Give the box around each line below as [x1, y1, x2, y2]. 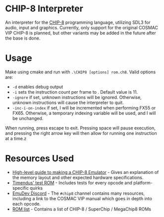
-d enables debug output [12, 84, 63, 90]
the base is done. [5, 35, 41, 41]
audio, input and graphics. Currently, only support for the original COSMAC [5, 24, 159, 30]
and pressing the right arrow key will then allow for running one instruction [5, 130, 157, 136]
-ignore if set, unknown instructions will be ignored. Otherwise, [12, 94, 142, 100]
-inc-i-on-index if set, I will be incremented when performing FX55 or [12, 105, 156, 110]
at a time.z [5, 135, 27, 141]
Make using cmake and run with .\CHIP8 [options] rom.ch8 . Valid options [5, 69, 156, 75]
